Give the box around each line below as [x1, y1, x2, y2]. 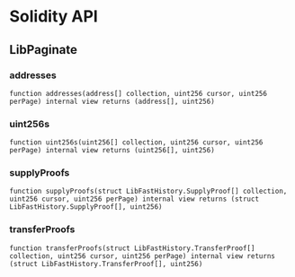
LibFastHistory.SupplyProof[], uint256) [9, 203, 164, 212]
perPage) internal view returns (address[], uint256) [9, 97, 216, 106]
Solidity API [9, 6, 99, 27]
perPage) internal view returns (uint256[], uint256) [9, 146, 216, 155]
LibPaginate [9, 42, 78, 57]
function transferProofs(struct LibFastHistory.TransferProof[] [9, 244, 255, 253]
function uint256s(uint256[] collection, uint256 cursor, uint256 [9, 138, 264, 147]
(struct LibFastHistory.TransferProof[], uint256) [9, 259, 203, 268]
